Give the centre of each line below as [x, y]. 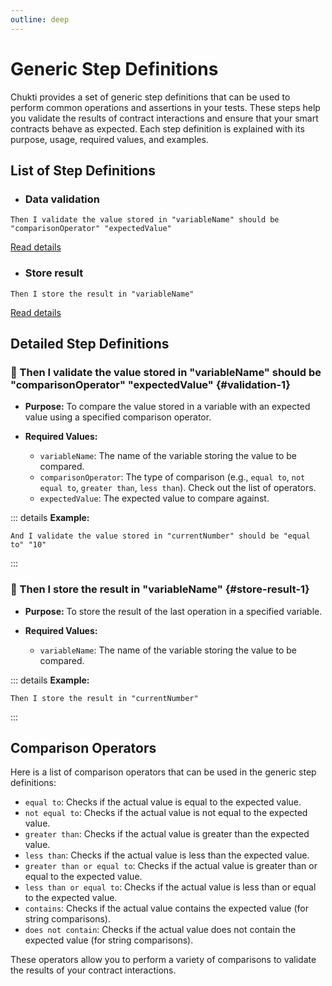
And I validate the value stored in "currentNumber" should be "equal [160, 536]
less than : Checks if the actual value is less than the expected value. [167, 855]
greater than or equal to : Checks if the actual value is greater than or [171, 866]
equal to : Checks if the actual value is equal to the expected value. [163, 802]
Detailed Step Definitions [90, 343]
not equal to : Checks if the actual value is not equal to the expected [166, 813]
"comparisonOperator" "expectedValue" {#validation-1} [150, 384]
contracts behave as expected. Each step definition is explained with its [157, 128]
